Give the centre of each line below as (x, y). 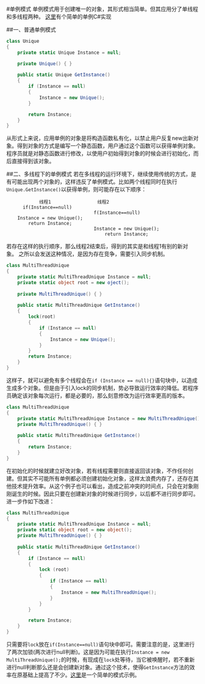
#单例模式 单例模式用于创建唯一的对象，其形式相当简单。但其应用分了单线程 (102, 9)
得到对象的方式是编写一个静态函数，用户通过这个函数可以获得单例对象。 (108, 146)
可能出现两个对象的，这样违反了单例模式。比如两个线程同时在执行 (94, 182)
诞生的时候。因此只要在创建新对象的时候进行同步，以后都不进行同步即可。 (105, 493)
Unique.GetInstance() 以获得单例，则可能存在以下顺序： (77, 189)
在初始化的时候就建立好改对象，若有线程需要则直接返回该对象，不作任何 (97, 471)
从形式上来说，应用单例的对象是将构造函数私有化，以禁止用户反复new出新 (100, 138)
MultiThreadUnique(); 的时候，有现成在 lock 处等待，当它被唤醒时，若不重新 (101, 660)
